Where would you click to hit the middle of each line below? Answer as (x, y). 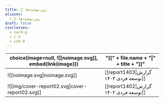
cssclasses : (17, 28)
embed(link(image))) (54, 64)
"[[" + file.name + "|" (131, 58)
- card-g (18, 32)
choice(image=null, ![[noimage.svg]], (54, 58)
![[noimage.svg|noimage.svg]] (42, 75)
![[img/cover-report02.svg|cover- (47, 86)
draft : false (18, 23)
